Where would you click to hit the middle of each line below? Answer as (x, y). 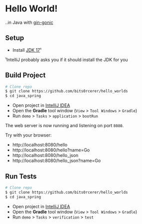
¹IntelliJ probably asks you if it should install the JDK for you (67, 60)
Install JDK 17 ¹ (27, 50)
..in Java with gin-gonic (29, 22)
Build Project (25, 75)
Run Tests (21, 176)
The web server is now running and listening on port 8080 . (65, 126)
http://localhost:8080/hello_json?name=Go (57, 161)
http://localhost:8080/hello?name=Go (51, 150)
